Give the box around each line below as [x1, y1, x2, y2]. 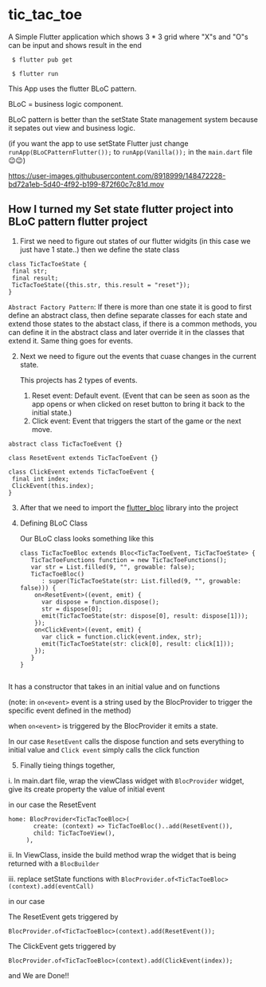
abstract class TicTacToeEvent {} [8, 440, 123, 448]
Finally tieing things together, [19, 760, 115, 770]
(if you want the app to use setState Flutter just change [8, 138, 189, 148]
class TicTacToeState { [8, 260, 88, 268]
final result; [11, 273, 59, 282]
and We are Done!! [8, 970, 69, 980]
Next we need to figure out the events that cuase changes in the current [19, 351, 256, 360]
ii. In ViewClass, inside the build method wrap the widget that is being [8, 850, 237, 859]
